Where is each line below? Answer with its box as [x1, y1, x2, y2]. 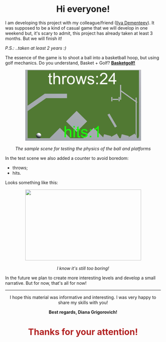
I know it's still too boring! [56, 265, 110, 271]
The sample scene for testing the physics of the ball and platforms [15, 146, 151, 152]
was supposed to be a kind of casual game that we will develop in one [5, 25, 148, 31]
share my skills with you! [58, 300, 108, 305]
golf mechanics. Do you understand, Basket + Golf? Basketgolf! [5, 60, 136, 66]
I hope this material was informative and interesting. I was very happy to [9, 294, 157, 300]
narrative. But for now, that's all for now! [5, 280, 87, 286]
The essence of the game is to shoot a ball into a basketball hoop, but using [5, 54, 160, 60]
